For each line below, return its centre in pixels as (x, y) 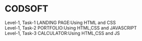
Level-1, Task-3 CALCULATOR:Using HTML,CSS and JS (62, 33)
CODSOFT (27, 9)
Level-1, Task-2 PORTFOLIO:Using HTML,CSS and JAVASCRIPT (71, 27)
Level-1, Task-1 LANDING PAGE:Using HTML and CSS (60, 22)
